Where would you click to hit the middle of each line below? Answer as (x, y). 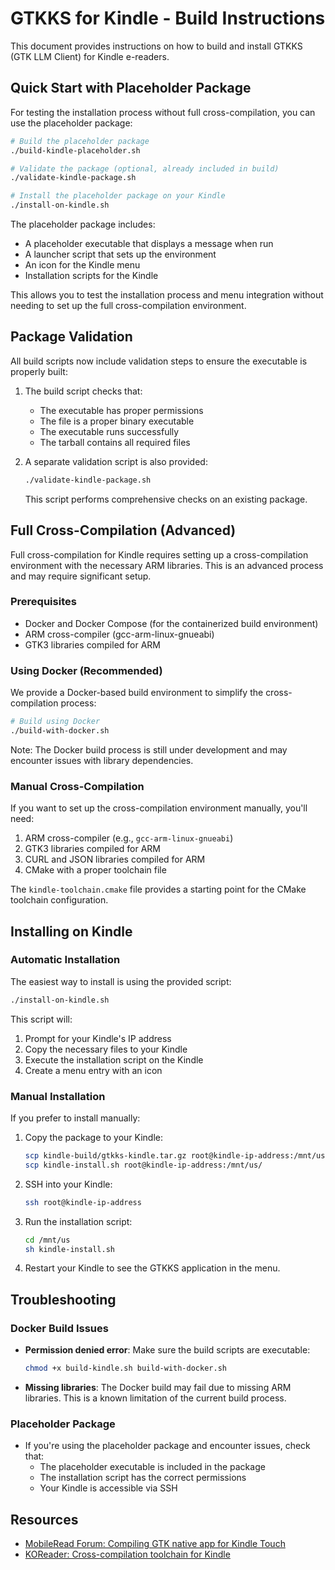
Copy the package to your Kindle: (93, 1137)
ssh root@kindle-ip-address (83, 1202)
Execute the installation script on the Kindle (114, 1059)
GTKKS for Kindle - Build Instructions (168, 18)
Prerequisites (43, 602)
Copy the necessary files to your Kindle (106, 1049)
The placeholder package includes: (83, 224)
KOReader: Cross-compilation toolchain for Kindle (127, 1554)
